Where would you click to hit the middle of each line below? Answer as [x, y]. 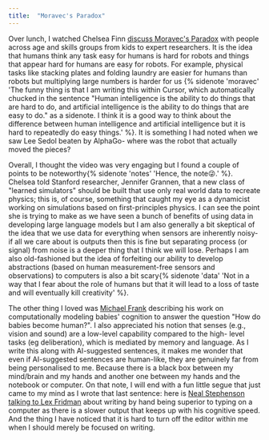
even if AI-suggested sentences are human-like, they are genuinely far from [133, 359]
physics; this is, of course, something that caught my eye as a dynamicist [129, 199]
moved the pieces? [40, 149]
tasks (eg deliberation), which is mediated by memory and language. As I [128, 342]
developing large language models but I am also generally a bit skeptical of [132, 224]
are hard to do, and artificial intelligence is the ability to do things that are [129, 107]
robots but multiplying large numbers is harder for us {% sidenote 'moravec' [134, 81]
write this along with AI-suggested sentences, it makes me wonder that [126, 350]
